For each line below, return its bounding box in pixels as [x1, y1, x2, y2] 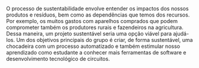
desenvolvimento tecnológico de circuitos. [6, 56, 110, 62]
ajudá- [173, 30, 189, 37]
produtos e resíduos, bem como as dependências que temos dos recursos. [6, 11, 190, 18]
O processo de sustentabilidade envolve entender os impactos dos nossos [6, 5, 189, 12]
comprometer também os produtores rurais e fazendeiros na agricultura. [6, 24, 184, 31]
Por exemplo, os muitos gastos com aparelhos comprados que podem [6, 18, 178, 24]
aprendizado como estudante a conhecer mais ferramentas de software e [6, 49, 187, 56]
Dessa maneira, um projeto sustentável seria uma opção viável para [6, 30, 172, 37]
